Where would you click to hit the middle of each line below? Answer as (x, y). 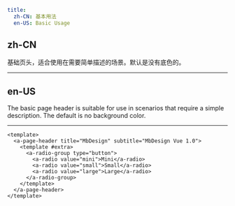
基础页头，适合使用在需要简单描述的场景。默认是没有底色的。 (96, 62)
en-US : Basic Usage (42, 23)
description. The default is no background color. (77, 116)
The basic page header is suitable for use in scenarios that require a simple (116, 108)
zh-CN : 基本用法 (35, 16)
